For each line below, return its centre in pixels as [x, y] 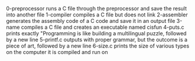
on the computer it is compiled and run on [57, 52]
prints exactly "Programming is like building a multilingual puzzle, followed [97, 33]
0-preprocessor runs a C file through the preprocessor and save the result [97, 9]
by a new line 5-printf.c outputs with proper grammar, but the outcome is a [97, 40]
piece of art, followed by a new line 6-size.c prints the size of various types [98, 46]
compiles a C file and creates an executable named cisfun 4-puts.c [103, 27]
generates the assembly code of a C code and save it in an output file [91, 21]
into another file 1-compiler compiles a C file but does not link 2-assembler [97, 15]
